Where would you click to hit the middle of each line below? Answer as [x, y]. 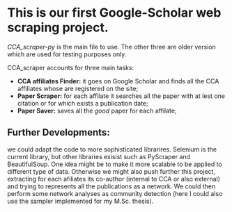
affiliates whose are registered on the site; [78, 88]
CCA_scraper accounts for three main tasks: [71, 67]
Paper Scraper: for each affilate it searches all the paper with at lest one [121, 96]
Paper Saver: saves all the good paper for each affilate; [97, 111]
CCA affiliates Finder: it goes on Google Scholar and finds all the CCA [118, 81]
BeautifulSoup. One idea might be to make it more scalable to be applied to [115, 164]
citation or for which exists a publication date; [83, 103]
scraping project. [58, 27]
